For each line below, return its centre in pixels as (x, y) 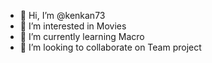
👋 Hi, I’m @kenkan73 (62, 15)
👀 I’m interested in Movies (73, 26)
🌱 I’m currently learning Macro (82, 36)
